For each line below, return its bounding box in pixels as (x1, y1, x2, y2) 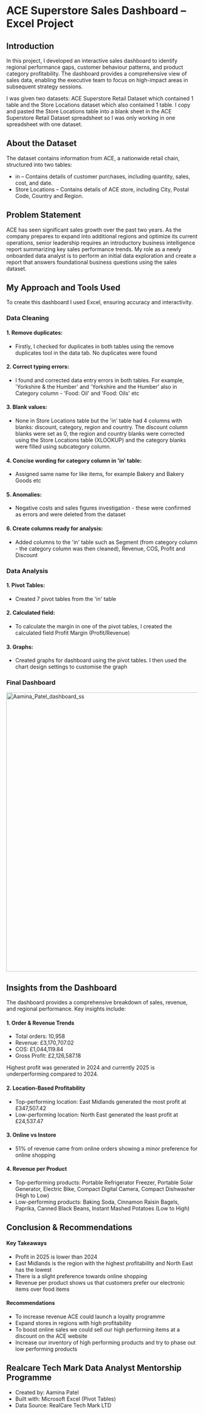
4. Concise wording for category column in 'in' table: (6, 457, 142, 464)
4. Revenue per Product (6, 1165, 67, 1173)
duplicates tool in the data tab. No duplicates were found (15, 349, 157, 357)
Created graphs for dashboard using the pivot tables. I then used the (15, 656, 187, 664)
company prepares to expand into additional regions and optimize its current (6, 232, 198, 240)
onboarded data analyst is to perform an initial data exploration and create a (6, 252, 196, 259)
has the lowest (15, 1266, 52, 1273)
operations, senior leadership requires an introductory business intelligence (6, 239, 195, 246)
